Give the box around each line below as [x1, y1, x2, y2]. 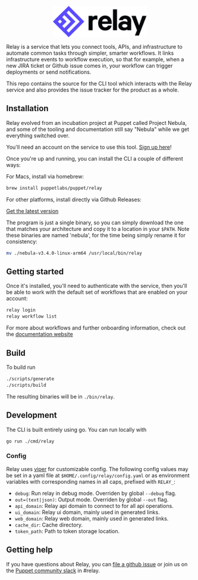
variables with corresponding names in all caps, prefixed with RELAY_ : [6, 478, 175, 485]
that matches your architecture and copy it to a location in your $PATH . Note [6, 225, 190, 232]
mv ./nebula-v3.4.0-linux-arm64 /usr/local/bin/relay [6, 250, 143, 256]
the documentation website [6, 331, 73, 338]
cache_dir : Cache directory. [14, 521, 83, 528]
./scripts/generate [6, 375, 55, 382]
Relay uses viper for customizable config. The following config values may [6, 465, 188, 472]
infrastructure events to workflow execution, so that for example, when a [6, 56, 184, 62]
